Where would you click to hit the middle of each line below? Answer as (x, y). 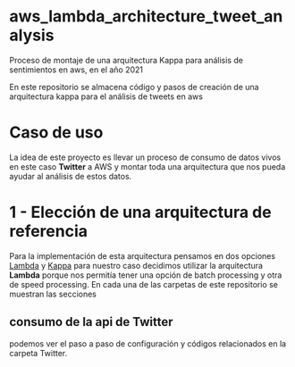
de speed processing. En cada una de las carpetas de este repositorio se (144, 284)
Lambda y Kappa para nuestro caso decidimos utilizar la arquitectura (136, 265)
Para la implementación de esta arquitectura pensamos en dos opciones (142, 255)
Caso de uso (56, 133)
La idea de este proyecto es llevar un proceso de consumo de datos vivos (145, 157)
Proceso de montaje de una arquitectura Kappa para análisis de (126, 60)
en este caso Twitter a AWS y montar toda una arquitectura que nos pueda (147, 166)
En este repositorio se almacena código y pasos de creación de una (134, 87)
